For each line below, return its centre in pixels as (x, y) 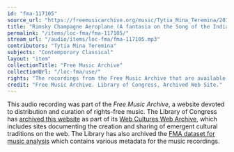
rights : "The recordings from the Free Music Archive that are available (117, 78)
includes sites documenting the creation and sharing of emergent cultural (112, 126)
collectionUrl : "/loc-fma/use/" (54, 71)
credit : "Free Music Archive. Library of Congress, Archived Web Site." (115, 85)
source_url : (24, 20)
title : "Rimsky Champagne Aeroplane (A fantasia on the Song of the (109, 26)
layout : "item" (29, 59)
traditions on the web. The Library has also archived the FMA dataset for (111, 134)
